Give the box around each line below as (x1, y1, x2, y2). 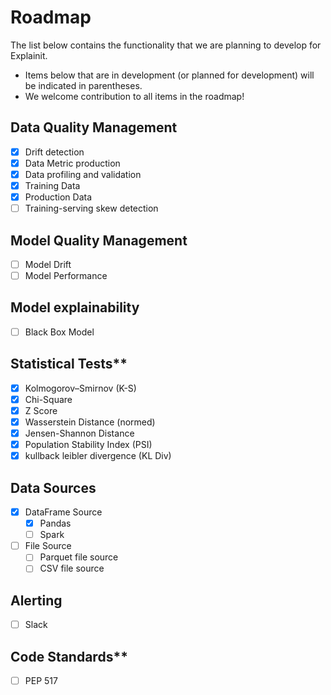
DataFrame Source (24, 506, 103, 518)
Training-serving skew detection (24, 202, 159, 215)
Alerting (10, 592, 63, 609)
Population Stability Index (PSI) (24, 439, 153, 451)
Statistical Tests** (10, 356, 128, 373)
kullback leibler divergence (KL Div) (24, 450, 172, 462)
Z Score (24, 404, 58, 416)
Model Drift (24, 258, 72, 270)
